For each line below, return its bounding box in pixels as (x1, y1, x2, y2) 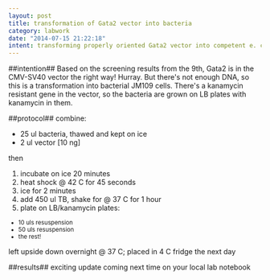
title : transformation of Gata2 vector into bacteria (8, 19, 193, 27)
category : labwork (8, 27, 70, 35)
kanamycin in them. (8, 98, 73, 108)
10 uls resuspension (18, 219, 74, 227)
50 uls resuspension (18, 226, 75, 234)
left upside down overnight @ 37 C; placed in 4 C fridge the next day (8, 247, 236, 257)
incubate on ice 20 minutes (19, 169, 111, 179)
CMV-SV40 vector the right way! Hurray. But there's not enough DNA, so (8, 72, 250, 82)
